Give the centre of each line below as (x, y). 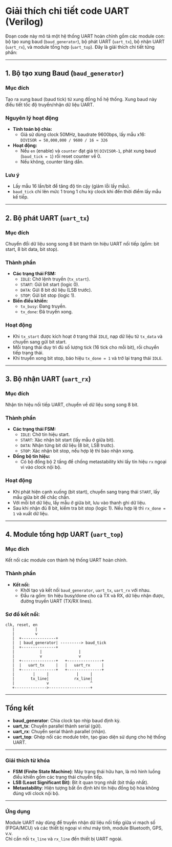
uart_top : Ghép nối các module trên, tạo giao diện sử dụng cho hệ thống (89, 737)
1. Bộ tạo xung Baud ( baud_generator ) (65, 74)
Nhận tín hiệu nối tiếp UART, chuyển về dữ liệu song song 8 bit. (72, 405)
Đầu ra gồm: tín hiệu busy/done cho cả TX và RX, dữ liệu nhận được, (92, 595)
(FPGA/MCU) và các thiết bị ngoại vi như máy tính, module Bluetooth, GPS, (84, 828)
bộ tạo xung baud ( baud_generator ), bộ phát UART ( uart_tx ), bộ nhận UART (85, 42)
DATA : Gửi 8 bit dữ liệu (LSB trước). (56, 290)
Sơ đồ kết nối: (23, 614)
